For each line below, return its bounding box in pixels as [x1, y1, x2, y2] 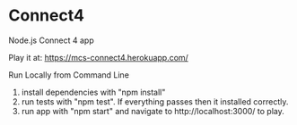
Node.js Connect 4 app [8, 35, 95, 46]
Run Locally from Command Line [8, 69, 129, 80]
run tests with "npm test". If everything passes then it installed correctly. [21, 96, 289, 107]
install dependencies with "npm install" [21, 87, 166, 97]
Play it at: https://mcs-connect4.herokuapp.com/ [8, 52, 189, 62]
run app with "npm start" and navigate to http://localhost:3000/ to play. [21, 105, 284, 116]
